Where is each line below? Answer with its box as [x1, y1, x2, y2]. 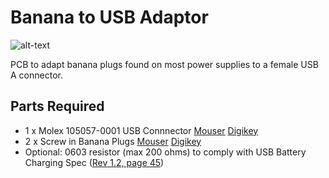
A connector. [10, 69, 63, 81]
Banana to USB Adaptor [10, 6, 209, 29]
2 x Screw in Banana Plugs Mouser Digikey [24, 135, 202, 147]
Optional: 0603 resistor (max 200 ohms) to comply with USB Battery [24, 146, 307, 158]
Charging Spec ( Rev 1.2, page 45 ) [24, 156, 165, 168]
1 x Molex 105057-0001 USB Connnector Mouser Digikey [24, 124, 259, 136]
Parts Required [10, 98, 105, 115]
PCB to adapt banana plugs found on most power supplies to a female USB [10, 58, 319, 70]
